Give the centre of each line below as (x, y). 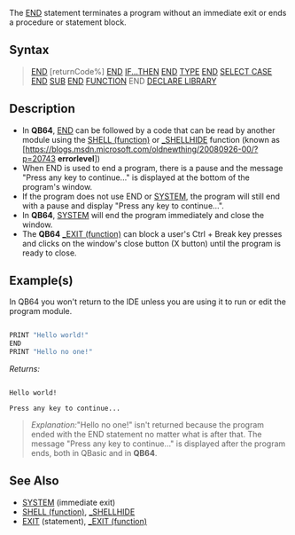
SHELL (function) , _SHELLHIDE (78, 511)
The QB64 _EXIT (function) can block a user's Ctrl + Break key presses (152, 233)
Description (42, 109)
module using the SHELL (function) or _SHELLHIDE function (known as (151, 139)
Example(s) (41, 281)
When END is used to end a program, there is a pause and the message (152, 168)
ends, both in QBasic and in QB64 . (94, 453)
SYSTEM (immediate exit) (69, 502)
